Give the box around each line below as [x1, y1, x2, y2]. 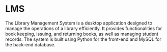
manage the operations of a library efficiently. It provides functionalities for [5, 25, 162, 31]
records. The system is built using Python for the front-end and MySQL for [5, 36, 161, 42]
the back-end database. [5, 41, 56, 47]
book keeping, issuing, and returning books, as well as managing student [5, 31, 159, 37]
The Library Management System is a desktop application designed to [5, 20, 153, 26]
